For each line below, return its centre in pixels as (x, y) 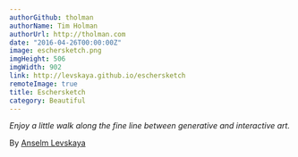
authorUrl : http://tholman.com (68, 34)
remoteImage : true (43, 84)
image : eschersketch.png (55, 51)
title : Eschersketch (48, 92)
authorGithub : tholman (51, 17)
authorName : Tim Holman (54, 26)
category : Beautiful (48, 100)
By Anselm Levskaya (48, 143)
